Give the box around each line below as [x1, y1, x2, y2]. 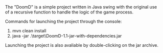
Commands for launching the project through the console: [5, 19, 122, 24]
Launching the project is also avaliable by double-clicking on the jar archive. [5, 42, 159, 48]
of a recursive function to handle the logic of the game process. [5, 9, 134, 15]
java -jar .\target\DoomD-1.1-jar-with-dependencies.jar [12, 33, 122, 39]
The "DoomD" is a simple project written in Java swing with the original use [5, 4, 157, 10]
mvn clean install [12, 28, 47, 33]
